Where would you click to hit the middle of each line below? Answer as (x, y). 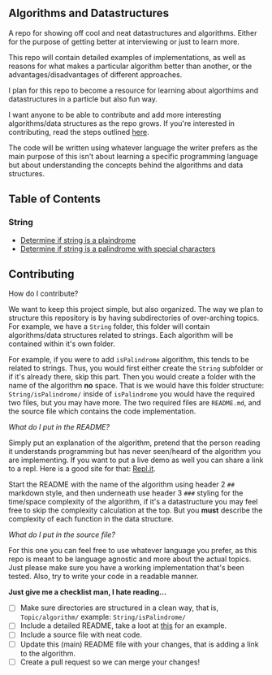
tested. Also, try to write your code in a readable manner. (104, 577)
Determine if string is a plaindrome (78, 240)
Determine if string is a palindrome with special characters (118, 249)
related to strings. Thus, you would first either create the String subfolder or (136, 368)
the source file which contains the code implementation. (102, 411)
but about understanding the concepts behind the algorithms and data (126, 165)
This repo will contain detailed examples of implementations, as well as (127, 57)
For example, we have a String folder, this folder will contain (109, 327)
